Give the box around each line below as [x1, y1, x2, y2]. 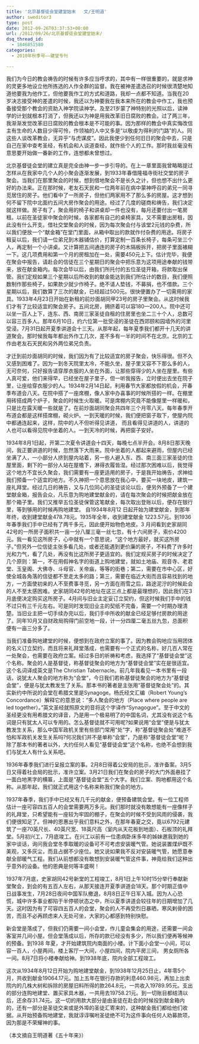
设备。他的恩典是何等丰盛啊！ [26, 862, 99, 870]
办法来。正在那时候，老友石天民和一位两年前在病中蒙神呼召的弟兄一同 [16, 184, 188, 191]
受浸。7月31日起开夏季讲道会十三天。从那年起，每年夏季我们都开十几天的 [6, 324, 186, 332]
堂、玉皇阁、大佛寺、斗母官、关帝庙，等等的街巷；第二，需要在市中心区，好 [6, 565, 193, 572]
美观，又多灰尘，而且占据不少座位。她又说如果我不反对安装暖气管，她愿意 [6, 848, 188, 855]
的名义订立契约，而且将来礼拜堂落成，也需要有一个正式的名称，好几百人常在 [6, 644, 193, 651]
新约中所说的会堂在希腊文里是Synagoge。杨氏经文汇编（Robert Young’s [11, 689, 188, 696]
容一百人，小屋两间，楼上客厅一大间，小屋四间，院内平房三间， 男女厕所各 [6, 947, 190, 954]
